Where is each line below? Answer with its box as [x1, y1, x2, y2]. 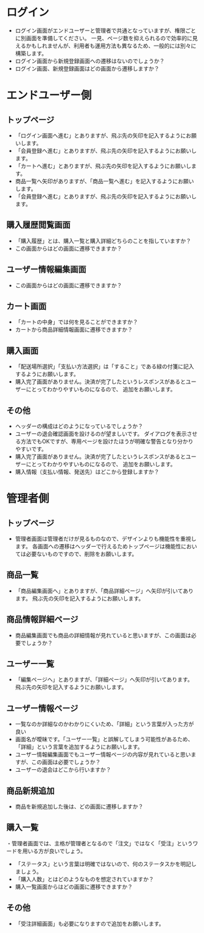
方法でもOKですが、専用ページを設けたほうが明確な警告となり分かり [20, 438, 194, 445]
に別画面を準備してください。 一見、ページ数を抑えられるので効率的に [15, 34, 193, 41]
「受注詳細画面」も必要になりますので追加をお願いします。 [15, 920, 164, 927]
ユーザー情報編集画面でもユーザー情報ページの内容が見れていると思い [15, 751, 191, 758]
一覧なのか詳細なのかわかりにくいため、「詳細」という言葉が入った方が [15, 721, 194, 728]
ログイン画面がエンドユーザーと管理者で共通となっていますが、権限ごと [15, 27, 197, 34]
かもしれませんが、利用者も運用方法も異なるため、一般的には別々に [26, 42, 197, 49]
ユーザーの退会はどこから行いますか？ [15, 766, 111, 774]
